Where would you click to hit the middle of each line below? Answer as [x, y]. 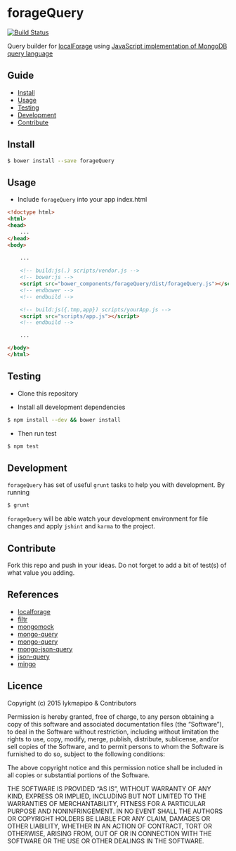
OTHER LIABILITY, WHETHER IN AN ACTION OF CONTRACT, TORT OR [110, 826]
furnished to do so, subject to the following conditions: [86, 754]
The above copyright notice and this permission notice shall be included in [115, 767]
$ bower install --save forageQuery [61, 161]
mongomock [36, 626]
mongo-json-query [45, 649]
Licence [25, 686]
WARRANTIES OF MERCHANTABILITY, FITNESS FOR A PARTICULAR [106, 803]
